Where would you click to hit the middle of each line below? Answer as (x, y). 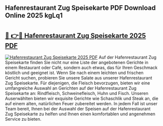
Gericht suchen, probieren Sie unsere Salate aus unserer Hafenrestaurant (79, 78)
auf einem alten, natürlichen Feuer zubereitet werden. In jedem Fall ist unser (81, 103)
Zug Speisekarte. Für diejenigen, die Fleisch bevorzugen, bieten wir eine (78, 83)
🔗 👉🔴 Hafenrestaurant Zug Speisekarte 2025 (75, 36)
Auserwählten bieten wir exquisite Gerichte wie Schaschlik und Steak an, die (82, 98)
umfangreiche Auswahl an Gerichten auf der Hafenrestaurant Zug (71, 88)
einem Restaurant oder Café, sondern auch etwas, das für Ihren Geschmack (81, 68)
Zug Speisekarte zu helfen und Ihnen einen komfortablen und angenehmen (80, 114)
